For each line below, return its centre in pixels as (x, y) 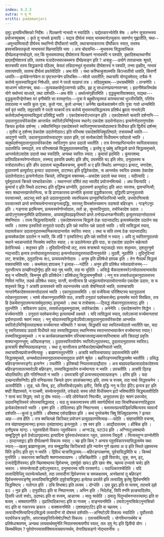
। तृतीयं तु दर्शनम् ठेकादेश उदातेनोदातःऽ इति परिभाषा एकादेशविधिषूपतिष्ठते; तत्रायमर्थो (69, 132)
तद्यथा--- (145, 93)
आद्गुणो (11, 137)
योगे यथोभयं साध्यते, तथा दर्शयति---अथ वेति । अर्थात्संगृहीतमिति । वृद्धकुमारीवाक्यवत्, (70, 93)
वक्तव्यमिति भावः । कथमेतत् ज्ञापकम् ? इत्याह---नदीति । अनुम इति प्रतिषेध (62, 264)
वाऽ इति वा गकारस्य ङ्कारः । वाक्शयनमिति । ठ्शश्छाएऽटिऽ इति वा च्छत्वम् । (63, 507)
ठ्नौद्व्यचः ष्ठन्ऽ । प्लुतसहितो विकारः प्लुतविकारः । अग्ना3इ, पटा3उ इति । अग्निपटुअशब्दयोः (75, 430)
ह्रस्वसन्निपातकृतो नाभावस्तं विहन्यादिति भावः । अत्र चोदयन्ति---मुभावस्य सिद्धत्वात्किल (69, 49)
